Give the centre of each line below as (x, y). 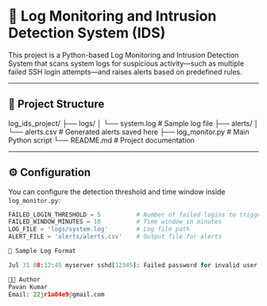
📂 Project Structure (56, 104)
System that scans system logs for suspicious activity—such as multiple (126, 63)
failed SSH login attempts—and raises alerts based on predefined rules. (125, 71)
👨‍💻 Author (25, 279)
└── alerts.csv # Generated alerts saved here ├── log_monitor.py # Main (129, 132)
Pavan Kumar (28, 287)
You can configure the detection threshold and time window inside (117, 191)
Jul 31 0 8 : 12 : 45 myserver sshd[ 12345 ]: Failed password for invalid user (133, 265)
